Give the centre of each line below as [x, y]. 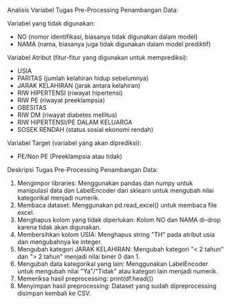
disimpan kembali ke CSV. [54, 293]
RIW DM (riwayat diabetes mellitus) [67, 115]
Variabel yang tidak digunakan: [51, 23]
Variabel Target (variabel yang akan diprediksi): [74, 143]
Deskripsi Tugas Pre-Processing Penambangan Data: [83, 170]
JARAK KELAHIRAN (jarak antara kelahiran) [79, 85]
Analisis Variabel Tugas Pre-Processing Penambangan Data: [93, 10]
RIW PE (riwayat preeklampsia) [61, 100]
